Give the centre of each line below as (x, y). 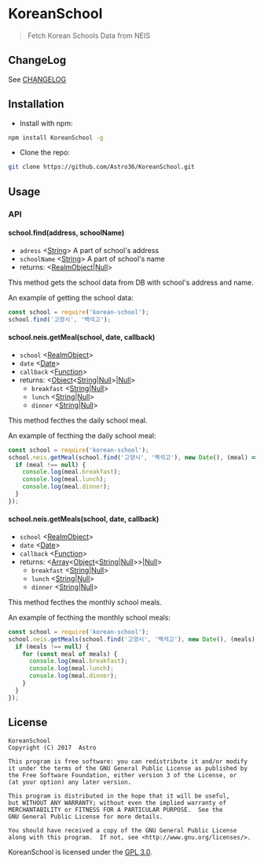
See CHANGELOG (37, 79)
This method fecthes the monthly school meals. (85, 602)
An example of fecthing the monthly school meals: (90, 617)
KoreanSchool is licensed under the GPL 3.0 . (81, 851)
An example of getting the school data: (71, 297)
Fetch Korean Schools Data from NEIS (89, 35)
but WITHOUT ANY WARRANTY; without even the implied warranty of (117, 803)
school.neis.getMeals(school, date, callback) (84, 519)
